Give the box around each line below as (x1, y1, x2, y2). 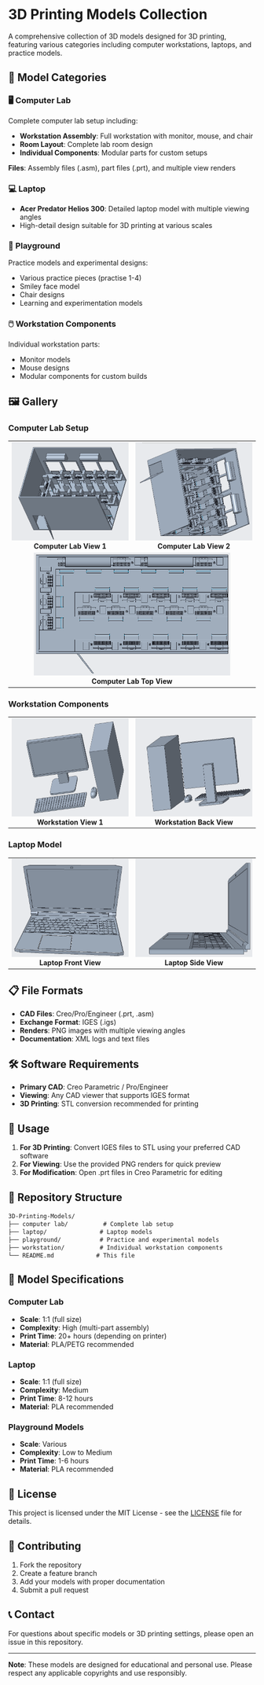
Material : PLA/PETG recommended (19, 1339, 134, 1349)
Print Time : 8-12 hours (19, 1393, 93, 1404)
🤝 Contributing (8, 1539, 82, 1553)
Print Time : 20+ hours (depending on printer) (19, 1331, 167, 1341)
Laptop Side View (164, 958, 224, 967)
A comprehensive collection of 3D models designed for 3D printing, (8, 31, 227, 41)
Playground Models (8, 1421, 84, 1432)
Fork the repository (19, 1560, 82, 1569)
